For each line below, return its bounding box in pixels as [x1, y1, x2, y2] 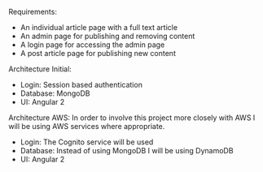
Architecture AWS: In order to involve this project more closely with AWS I [8, 113, 256, 123]
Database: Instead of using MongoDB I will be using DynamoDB [20, 146, 234, 155]
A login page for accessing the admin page [20, 40, 165, 49]
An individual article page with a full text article [20, 23, 178, 32]
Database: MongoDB [20, 88, 90, 98]
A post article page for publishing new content [20, 49, 177, 58]
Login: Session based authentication [20, 80, 142, 89]
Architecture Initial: [8, 64, 72, 74]
